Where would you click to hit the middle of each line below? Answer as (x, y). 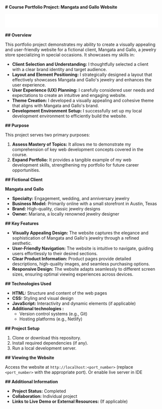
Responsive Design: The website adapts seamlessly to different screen (83, 269)
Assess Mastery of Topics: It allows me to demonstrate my (72, 144)
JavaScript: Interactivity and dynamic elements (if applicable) (74, 303)
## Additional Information (32, 382)
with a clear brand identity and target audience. (59, 70)
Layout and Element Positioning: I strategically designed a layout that (82, 74)
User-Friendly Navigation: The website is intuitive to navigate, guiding (83, 248)
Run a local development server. (44, 348)
